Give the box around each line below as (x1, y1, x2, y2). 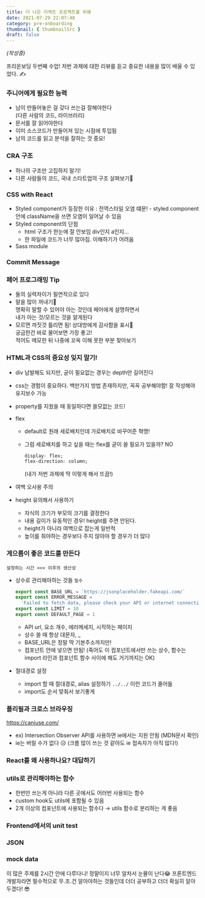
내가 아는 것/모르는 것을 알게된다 (15, 314, 93, 321)
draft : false (6, 32, 40, 38)
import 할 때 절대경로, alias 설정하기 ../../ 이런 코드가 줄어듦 (24, 680, 173, 687)
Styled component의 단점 (15, 221, 78, 228)
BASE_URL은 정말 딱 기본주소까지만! (24, 638, 112, 646)
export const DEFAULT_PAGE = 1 (15, 612, 95, 618)
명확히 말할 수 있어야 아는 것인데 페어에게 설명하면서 (15, 306, 140, 313)
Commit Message (6, 257, 60, 266)
